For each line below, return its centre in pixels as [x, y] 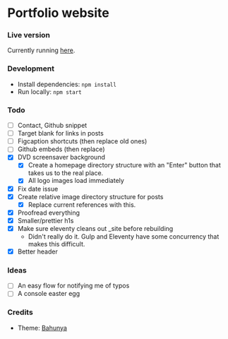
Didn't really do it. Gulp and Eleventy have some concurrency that [124, 236]
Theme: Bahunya [42, 328]
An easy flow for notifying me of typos [73, 286]
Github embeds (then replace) [61, 149]
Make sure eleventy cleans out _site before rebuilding [95, 228]
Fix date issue [38, 189]
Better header [37, 251]
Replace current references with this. [82, 204]
